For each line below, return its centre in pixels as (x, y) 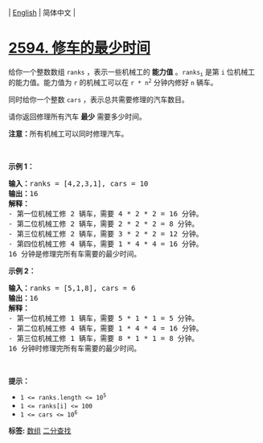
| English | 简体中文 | (42, 12)
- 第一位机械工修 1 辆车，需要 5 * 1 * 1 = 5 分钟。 (104, 318)
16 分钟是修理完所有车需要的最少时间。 (75, 254)
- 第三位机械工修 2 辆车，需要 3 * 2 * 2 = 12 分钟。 (106, 234)
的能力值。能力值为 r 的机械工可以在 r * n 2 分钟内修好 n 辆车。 (113, 83)
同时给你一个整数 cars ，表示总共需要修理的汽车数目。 (99, 100)
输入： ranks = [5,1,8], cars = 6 (72, 288)
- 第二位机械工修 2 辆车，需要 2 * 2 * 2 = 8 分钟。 (104, 224)
